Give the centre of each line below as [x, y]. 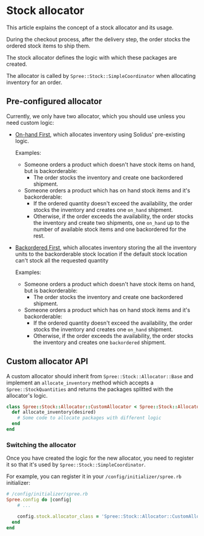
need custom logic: [30, 122]
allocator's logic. [27, 395]
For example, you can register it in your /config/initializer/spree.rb [94, 476]
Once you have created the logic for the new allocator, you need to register [100, 458]
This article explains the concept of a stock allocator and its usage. [90, 27]
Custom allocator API [47, 361]
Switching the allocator [41, 445]
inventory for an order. [34, 82]
